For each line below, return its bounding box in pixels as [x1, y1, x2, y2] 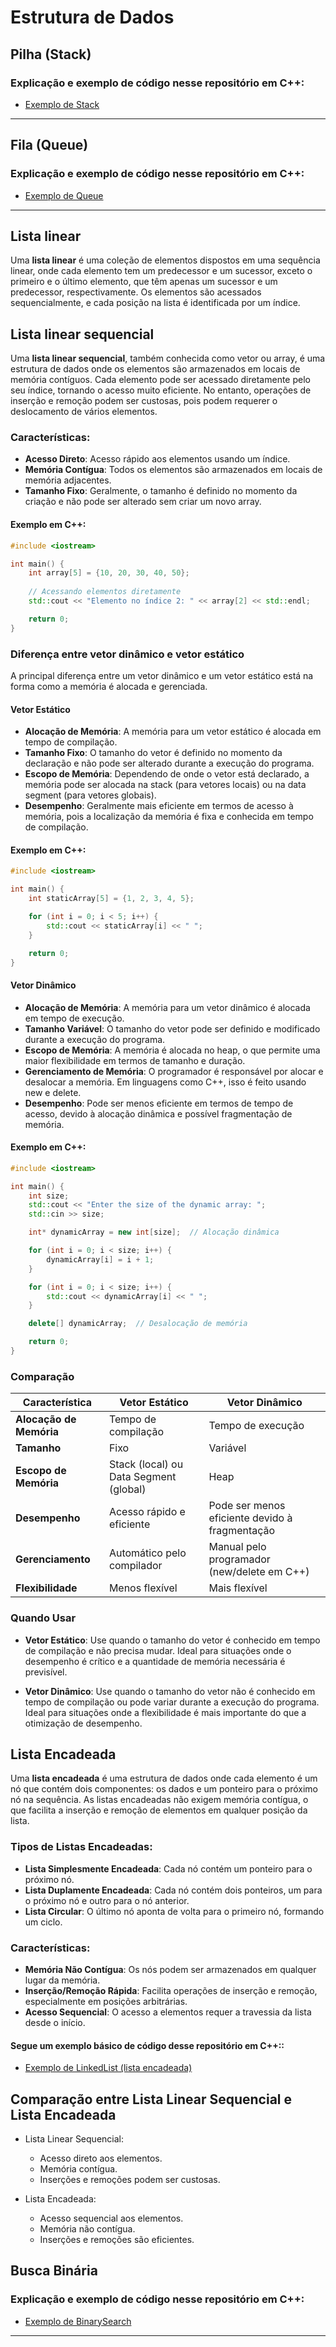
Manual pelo [208, 1540, 267, 1554]
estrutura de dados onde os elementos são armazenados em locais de [10, 363, 301, 375]
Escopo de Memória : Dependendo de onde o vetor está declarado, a [24, 768, 310, 780]
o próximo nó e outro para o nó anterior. [24, 1894, 190, 1906]
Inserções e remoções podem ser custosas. [39, 2173, 221, 2185]
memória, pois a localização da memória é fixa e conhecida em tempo [24, 811, 314, 823]
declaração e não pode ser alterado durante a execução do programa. [24, 757, 315, 770]
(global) [108, 1482, 147, 1496]
